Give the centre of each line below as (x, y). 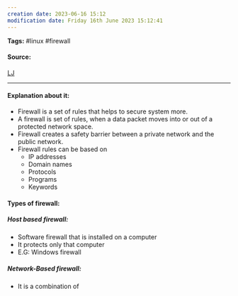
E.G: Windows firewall (49, 252)
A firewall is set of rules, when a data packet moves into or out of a (115, 119)
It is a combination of (48, 286)
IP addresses (47, 156)
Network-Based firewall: (44, 269)
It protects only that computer (61, 245)
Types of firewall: (34, 203)
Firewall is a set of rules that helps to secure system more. (103, 111)
